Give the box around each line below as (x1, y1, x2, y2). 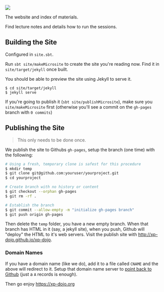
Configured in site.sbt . (5, 51, 54, 57)
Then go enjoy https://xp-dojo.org (5, 281, 75, 287)
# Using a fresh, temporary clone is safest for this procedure (5, 161, 141, 166)
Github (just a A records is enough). (5, 271, 78, 277)
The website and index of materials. (5, 14, 79, 20)
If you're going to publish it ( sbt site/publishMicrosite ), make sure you (5, 99, 153, 105)
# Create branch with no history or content (5, 184, 99, 189)
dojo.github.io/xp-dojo (5, 237, 51, 243)
